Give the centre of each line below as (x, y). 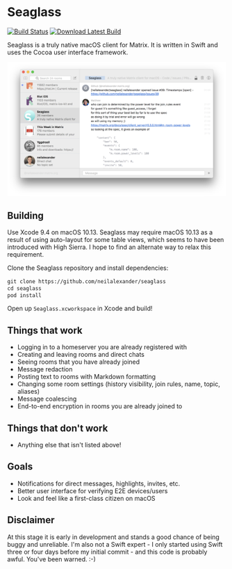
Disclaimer (31, 520)
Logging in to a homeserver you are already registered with (102, 347)
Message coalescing (47, 399)
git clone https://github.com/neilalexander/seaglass (87, 282)
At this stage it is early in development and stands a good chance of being (114, 537)
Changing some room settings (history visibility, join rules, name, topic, (119, 384)
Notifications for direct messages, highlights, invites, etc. (99, 483)
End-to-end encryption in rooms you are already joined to (100, 406)
